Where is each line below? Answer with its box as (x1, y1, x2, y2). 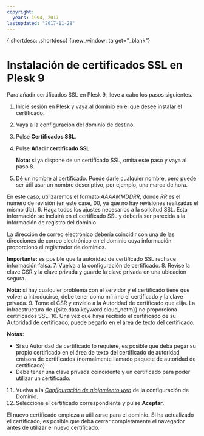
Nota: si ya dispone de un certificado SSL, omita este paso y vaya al (15, 156, 187, 164)
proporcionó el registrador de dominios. (7, 244, 107, 251)
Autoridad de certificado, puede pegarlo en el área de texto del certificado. (7, 319, 195, 326)
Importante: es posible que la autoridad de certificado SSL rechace (7, 255, 177, 263)
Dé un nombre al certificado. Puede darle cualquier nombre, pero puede (15, 175, 197, 182)
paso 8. (15, 163, 35, 170)
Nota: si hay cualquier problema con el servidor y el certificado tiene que (7, 286, 190, 294)
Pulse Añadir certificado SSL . (15, 145, 92, 152)
